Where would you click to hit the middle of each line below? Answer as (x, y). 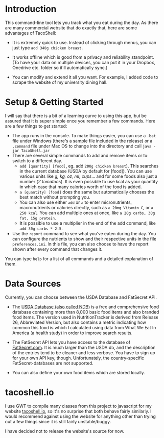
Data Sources (33, 284)
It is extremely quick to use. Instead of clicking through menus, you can (84, 42)
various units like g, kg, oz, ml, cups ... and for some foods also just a (88, 176)
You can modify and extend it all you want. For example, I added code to (85, 77)
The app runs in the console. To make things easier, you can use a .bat (84, 135)
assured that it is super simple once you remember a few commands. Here (80, 121)
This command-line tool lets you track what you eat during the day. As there (82, 23)
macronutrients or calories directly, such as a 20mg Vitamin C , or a (86, 207)
